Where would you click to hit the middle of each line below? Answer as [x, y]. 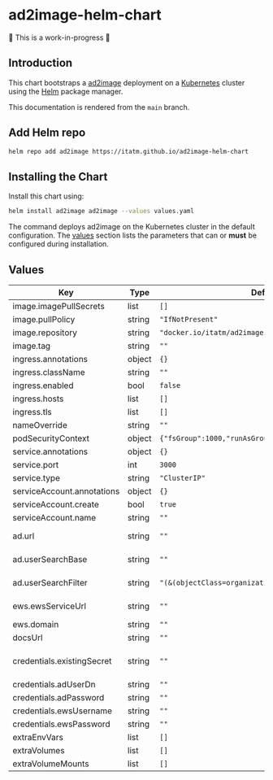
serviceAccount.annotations [66, 491]
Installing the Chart [58, 176]
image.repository [45, 333]
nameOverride [40, 425]
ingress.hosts [38, 399]
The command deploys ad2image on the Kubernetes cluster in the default [132, 227]
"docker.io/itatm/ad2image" [214, 332]
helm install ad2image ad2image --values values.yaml [102, 211]
